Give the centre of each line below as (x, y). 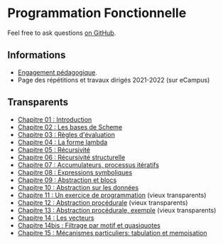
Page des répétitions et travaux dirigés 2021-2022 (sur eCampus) (114, 80)
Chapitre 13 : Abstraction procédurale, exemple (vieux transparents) (117, 210)
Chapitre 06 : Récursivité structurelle (71, 157)
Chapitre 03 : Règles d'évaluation (66, 134)
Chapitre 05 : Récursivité (54, 149)
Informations (37, 55)
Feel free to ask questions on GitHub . (62, 33)
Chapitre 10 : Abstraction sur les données (78, 187)
